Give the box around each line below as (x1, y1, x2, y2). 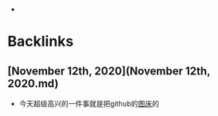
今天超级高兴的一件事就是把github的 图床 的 (18, 99, 160, 108)
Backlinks (7, 33, 74, 50)
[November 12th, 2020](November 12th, (7, 64, 211, 78)
